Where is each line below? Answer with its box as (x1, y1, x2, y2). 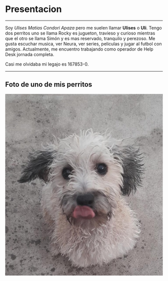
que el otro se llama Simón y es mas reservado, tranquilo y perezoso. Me (5, 35, 155, 41)
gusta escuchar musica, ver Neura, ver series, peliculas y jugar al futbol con (5, 41, 162, 47)
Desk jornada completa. (5, 51, 54, 57)
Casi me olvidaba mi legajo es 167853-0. (5, 61, 89, 67)
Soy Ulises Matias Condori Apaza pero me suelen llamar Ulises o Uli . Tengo (5, 25, 162, 31)
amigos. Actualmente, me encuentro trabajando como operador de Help (5, 46, 153, 52)
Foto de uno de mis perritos (5, 80, 92, 89)
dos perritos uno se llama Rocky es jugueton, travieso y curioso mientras (5, 30, 155, 36)
